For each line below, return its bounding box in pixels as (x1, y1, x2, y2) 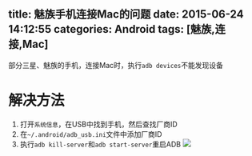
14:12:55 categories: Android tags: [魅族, (8, 22, 215, 36)
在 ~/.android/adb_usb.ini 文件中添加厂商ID (19, 129, 162, 138)
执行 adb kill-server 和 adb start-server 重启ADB (19, 139, 182, 149)
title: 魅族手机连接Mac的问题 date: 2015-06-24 (8, 7, 244, 22)
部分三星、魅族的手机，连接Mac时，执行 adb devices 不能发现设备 (8, 60, 224, 70)
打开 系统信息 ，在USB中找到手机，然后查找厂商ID (19, 119, 178, 129)
